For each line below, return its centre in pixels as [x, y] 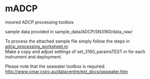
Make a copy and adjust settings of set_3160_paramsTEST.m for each [75, 52]
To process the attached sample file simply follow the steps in [67, 41]
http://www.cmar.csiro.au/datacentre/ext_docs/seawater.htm [67, 71]
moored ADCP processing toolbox [39, 22]
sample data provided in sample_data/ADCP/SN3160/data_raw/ [69, 31]
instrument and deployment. [34, 56]
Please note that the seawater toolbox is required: [55, 66]
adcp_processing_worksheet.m [37, 46]
